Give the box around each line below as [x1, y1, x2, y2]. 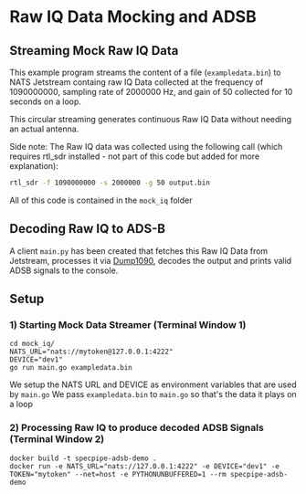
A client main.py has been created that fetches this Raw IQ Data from [9, 245, 269, 257]
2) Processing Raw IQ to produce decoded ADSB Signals [9, 422, 265, 435]
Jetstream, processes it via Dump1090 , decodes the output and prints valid [9, 255, 292, 266]
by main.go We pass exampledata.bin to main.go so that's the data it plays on [9, 389, 297, 400]
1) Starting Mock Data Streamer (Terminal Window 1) [9, 319, 247, 331]
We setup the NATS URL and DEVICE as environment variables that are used [9, 379, 297, 390]
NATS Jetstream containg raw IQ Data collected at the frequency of [9, 77, 264, 88]
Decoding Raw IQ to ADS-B [9, 221, 166, 236]
